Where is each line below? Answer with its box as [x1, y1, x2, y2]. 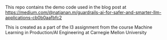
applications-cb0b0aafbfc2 [5, 15, 62, 20]
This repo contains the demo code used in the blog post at [5, 4, 127, 10]
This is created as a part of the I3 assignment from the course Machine [5, 24, 152, 30]
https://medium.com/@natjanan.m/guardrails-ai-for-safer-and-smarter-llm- [5, 9, 162, 15]
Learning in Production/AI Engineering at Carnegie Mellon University [5, 30, 147, 35]
